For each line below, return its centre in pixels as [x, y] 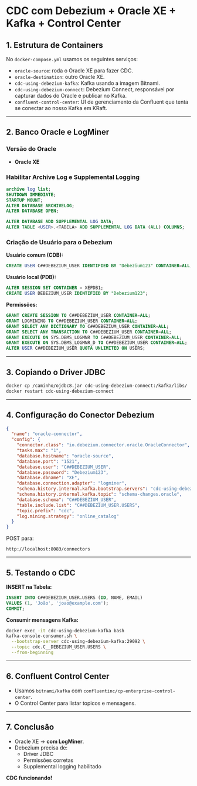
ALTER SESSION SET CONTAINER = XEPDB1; [55, 288]
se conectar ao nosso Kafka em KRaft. [61, 108]
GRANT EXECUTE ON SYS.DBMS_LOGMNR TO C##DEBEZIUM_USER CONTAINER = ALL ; [94, 337]
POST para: [20, 538]
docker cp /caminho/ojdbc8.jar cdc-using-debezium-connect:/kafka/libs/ [97, 386]
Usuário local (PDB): [31, 277]
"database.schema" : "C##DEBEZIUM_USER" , [67, 500]
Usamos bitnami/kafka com [48, 691]
